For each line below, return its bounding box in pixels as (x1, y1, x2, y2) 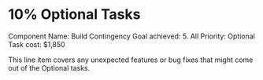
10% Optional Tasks (8, 5, 141, 24)
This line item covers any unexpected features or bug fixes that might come (8, 55, 254, 64)
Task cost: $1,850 (8, 39, 65, 49)
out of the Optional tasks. (8, 63, 91, 72)
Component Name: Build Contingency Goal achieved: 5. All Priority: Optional (8, 31, 256, 41)
